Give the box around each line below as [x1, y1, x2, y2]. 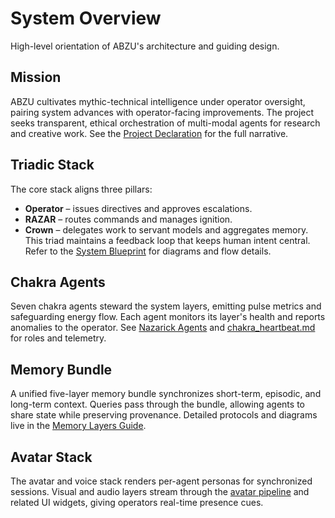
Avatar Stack [10, 448, 93, 466]
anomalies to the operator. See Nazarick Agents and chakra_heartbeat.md [10, 322, 316, 334]
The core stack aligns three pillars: [10, 183, 153, 195]
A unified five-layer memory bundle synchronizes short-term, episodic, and [10, 388, 322, 400]
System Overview [10, 7, 162, 30]
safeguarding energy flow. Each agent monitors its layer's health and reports [10, 311, 326, 323]
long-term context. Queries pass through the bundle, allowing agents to [10, 398, 305, 411]
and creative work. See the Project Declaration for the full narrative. [10, 127, 289, 139]
